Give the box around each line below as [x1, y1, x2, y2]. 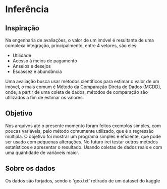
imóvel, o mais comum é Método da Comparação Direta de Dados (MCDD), [5, 84, 161, 90]
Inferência [5, 4, 49, 15]
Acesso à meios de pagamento [12, 58, 77, 64]
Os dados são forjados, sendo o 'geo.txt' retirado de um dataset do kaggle [5, 177, 160, 183]
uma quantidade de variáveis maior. [5, 149, 80, 156]
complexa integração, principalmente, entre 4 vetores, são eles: [5, 43, 138, 49]
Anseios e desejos [12, 63, 51, 69]
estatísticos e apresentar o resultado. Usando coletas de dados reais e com [5, 144, 162, 150]
